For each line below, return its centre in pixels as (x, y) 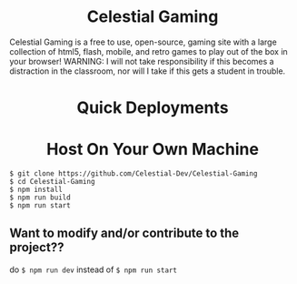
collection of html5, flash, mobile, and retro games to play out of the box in (148, 51)
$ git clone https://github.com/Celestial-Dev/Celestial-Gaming (134, 174)
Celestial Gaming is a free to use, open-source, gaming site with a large (143, 42)
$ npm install (36, 190)
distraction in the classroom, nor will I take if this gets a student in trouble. (148, 71)
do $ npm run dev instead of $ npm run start (93, 269)
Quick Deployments (153, 108)
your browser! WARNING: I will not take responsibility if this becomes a (142, 61)
